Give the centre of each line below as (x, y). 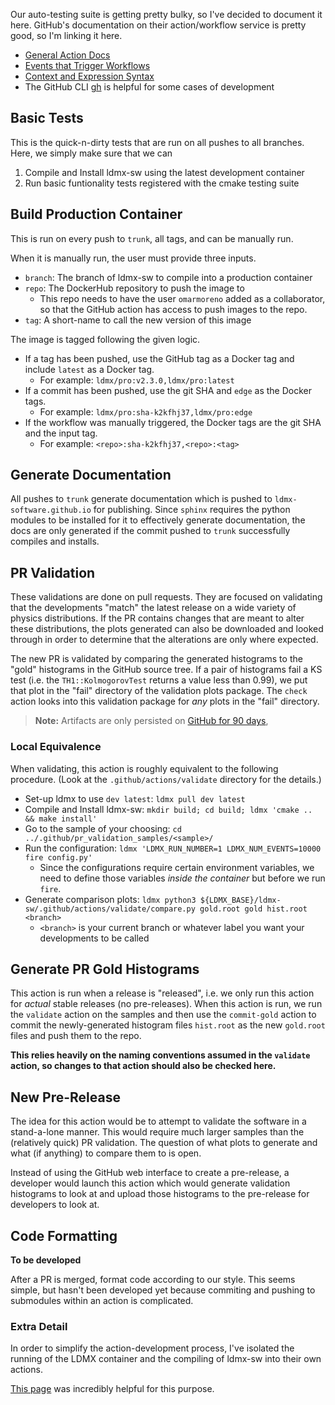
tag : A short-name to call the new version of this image (138, 320)
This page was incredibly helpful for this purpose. (112, 1389)
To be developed (46, 1260)
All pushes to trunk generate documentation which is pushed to (141, 499)
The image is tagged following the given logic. (105, 339)
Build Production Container (96, 214)
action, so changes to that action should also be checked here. (143, 1066)
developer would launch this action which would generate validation (150, 1183)
